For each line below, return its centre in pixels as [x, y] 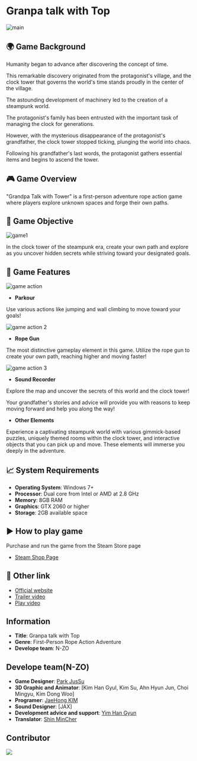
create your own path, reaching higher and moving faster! [76, 356]
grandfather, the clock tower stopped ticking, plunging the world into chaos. [98, 141]
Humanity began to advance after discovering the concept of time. [87, 64]
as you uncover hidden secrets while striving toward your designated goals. [98, 253]
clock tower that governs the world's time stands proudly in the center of [95, 82]
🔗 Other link [28, 576]
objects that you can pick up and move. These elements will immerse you [96, 444]
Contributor [28, 738]
